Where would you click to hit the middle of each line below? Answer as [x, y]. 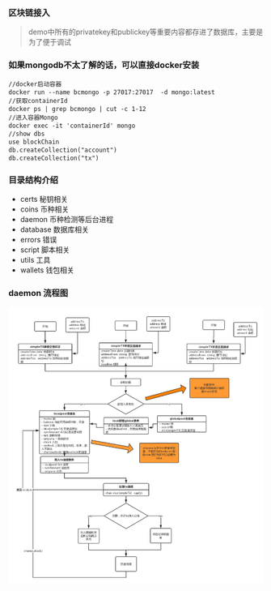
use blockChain [34, 142]
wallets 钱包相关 [47, 270]
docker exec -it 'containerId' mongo [72, 126]
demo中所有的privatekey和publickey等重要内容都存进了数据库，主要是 [146, 32]
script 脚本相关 [45, 250]
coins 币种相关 [44, 209]
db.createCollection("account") [63, 150]
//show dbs [27, 134]
